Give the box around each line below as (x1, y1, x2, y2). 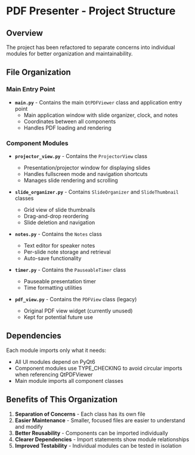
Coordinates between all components (23, 117, 116, 125)
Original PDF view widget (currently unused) (23, 307, 133, 314)
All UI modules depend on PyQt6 (14, 358, 95, 365)
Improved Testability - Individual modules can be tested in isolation (14, 442, 182, 449)
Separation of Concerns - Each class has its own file (14, 410, 146, 417)
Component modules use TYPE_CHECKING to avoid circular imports (14, 364, 182, 372)
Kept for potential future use (23, 313, 94, 320)
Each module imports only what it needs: (6, 346, 106, 354)
